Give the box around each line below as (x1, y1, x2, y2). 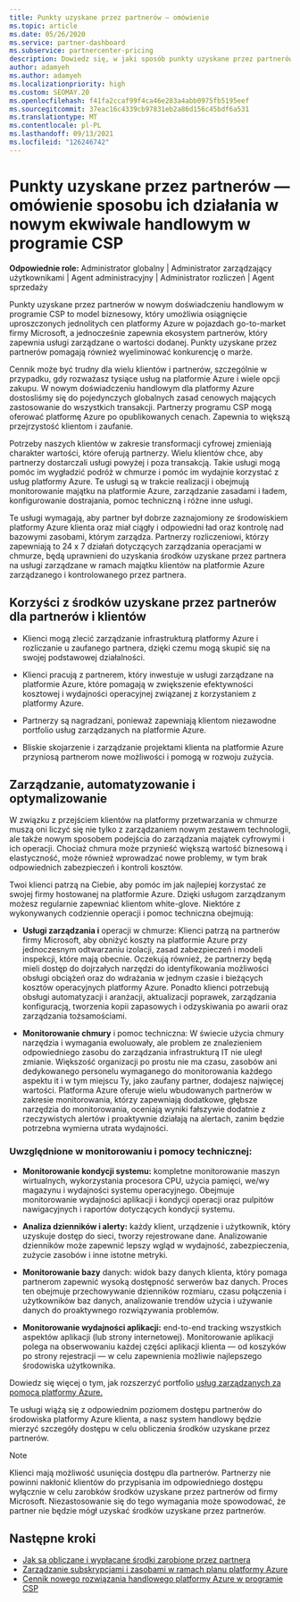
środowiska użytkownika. (21, 1360, 116, 1371)
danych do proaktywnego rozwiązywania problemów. (21, 1304, 220, 1315)
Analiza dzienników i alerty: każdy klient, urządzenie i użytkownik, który (21, 1220, 291, 1231)
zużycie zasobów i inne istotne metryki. (21, 1249, 168, 1260)
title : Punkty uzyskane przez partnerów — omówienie (9, 13, 210, 22)
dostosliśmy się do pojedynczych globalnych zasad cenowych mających (9, 392, 277, 403)
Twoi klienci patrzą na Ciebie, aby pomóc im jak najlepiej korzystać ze (9, 879, 266, 890)
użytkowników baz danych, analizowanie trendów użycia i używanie (21, 1295, 273, 1305)
